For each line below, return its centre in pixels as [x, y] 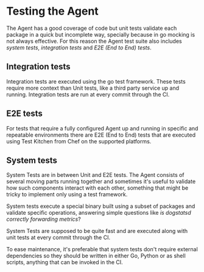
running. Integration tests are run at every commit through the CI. [88, 94]
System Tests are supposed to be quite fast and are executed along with [97, 231]
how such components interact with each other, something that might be [97, 188]
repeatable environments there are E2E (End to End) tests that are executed [101, 135]
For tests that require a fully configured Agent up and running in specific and [102, 128]
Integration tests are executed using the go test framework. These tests [96, 81]
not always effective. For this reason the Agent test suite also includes [94, 41]
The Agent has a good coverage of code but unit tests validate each [92, 28]
